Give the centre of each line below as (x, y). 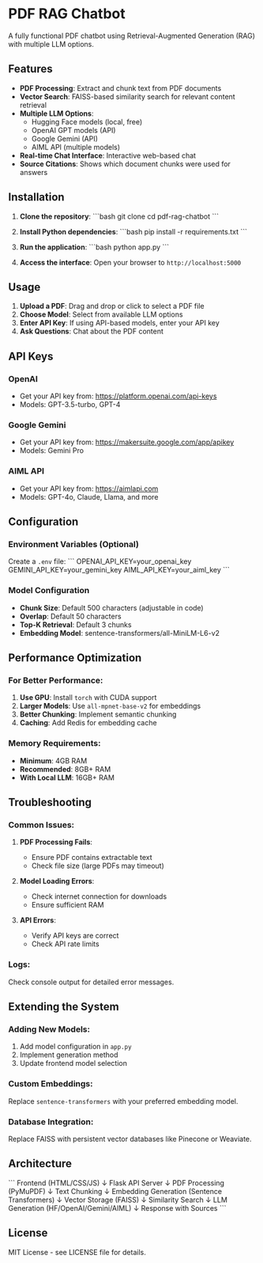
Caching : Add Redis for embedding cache (88, 723)
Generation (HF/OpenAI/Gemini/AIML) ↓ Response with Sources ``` (117, 1208)
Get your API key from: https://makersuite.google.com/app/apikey (127, 442)
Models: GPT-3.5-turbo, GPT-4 (70, 405)
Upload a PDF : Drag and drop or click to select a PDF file (112, 306)
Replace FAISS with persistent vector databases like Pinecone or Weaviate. (130, 1139)
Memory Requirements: (54, 744)
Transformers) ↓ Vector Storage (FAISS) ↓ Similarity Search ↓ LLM (118, 1200)
